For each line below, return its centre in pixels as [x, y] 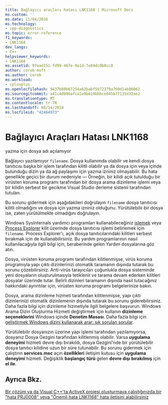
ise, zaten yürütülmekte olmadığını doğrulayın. [53, 213]
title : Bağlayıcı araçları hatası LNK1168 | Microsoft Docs [69, 10]
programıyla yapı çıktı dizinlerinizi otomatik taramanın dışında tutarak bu [79, 264]
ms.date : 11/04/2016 [27, 19]
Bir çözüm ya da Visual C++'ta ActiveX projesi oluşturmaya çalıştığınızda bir [83, 391]
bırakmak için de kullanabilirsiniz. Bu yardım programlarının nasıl [71, 239]
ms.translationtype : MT [30, 98]
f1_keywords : [19, 38]
